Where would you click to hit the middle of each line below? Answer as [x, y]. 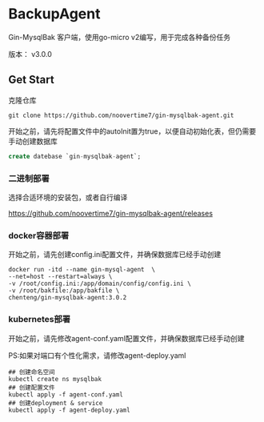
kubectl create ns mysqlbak [55, 379]
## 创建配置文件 [32, 388]
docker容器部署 [39, 235]
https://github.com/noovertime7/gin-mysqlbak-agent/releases [111, 213]
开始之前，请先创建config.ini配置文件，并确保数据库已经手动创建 [115, 255]
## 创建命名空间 [32, 372]
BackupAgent [54, 14]
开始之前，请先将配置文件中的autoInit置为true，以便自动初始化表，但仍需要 [132, 131]
